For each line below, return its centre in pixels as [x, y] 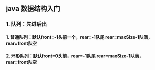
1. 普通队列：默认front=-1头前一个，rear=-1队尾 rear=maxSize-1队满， [79, 37]
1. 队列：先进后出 [26, 24]
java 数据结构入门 [33, 9]
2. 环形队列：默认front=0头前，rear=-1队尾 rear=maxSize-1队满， [75, 56]
